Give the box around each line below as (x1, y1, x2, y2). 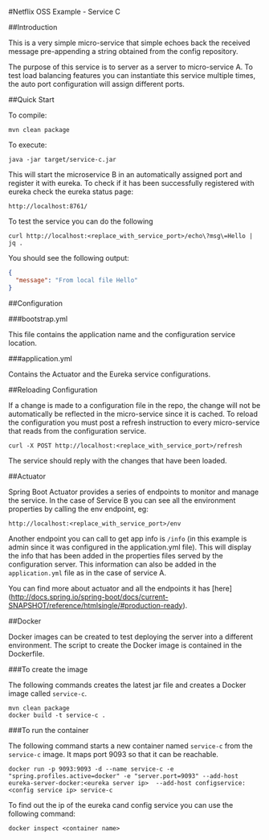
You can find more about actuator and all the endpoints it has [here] (8, 583, 233, 593)
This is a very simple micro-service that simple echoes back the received (8, 38, 251, 47)
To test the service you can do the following (8, 216, 154, 226)
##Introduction (8, 23, 58, 31)
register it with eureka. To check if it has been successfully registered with (8, 179, 255, 187)
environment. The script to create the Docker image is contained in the (8, 640, 243, 650)
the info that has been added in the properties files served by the (8, 550, 223, 560)
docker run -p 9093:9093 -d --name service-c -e (8, 764, 174, 773)
